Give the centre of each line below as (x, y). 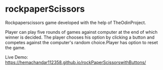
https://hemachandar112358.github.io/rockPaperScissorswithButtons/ (76, 62)
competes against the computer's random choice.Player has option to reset (81, 42)
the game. (15, 47)
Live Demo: (16, 57)
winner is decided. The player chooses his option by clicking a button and (80, 37)
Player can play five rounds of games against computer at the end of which (81, 32)
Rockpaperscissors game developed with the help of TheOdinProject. (76, 23)
